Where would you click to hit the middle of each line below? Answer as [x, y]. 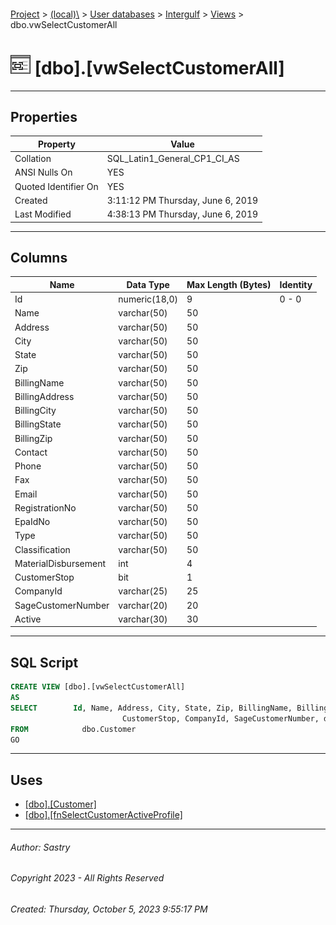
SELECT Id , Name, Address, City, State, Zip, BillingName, [151, 708]
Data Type [148, 284]
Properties [44, 116]
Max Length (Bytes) [229, 284]
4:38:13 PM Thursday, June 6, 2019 [182, 214]
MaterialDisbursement [60, 563]
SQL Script [44, 662]
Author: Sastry [40, 847]
